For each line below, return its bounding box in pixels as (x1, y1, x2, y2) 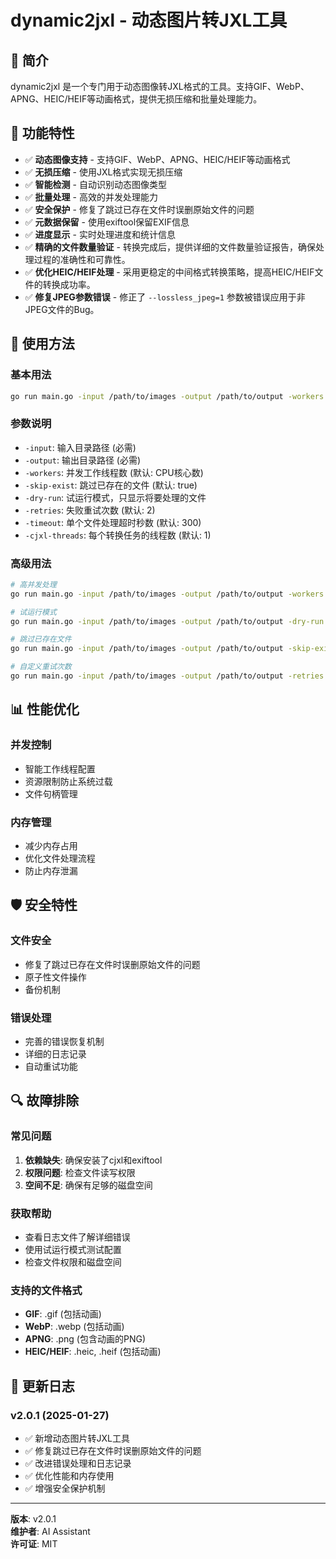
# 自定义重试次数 (10, 662, 72, 672)
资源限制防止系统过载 (24, 775, 113, 787)
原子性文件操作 (24, 971, 87, 983)
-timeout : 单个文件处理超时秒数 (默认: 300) (24, 516, 202, 528)
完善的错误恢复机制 (24, 1035, 105, 1047)
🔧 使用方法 (10, 336, 75, 353)
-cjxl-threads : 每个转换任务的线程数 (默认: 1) (24, 529, 212, 541)
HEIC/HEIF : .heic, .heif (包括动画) (24, 1346, 162, 1358)
